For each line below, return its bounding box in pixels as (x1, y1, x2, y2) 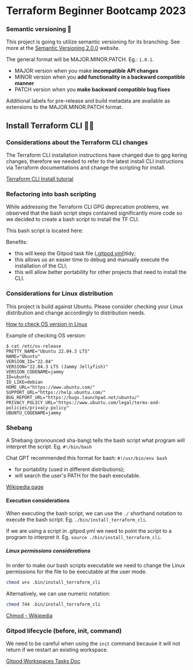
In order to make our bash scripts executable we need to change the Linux (6, 562, 185, 569)
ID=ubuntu (6, 374, 30, 380)
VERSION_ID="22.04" (6, 358, 54, 364)
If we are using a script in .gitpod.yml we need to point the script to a (6, 527, 172, 534)
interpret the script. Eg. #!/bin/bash (6, 443, 92, 450)
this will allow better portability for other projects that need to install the (14, 269, 187, 276)
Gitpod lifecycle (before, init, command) (6, 627, 122, 635)
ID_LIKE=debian (6, 379, 43, 385)
